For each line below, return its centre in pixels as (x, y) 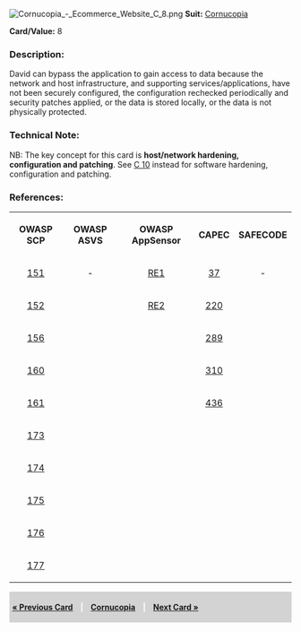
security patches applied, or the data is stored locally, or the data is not (140, 102)
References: (37, 197)
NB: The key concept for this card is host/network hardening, (124, 155)
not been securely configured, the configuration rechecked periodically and (149, 93)
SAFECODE (263, 235)
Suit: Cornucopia (217, 14)
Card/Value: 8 (36, 31)
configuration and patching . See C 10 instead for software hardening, (139, 164)
